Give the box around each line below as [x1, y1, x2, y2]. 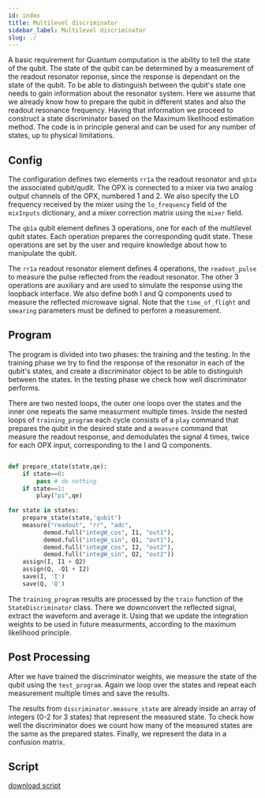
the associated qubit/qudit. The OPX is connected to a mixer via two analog [8, 183, 254, 193]
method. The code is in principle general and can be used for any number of [8, 122, 256, 132]
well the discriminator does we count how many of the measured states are [8, 720, 253, 730]
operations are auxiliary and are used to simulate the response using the [8, 281, 243, 290]
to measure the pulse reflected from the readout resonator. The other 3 [8, 272, 239, 282]
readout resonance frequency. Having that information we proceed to [8, 106, 234, 115]
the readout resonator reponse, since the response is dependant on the [8, 72, 241, 81]
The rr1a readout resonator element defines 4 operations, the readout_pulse [8, 264, 257, 273]
